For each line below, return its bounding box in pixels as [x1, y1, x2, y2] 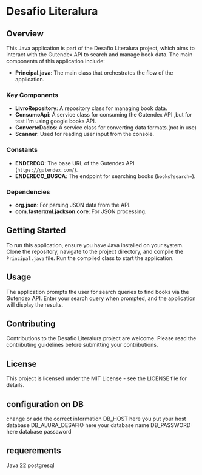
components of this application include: [6, 58, 105, 64]
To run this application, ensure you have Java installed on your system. [6, 241, 184, 248]
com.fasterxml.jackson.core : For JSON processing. [15, 208, 147, 215]
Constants [6, 146, 38, 154]
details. [6, 381, 25, 389]
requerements [6, 445, 61, 456]
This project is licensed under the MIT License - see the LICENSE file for [6, 375, 187, 382]
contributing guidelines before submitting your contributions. [6, 341, 158, 349]
